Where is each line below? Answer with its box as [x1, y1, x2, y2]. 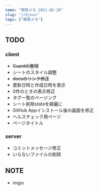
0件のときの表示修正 [12, 88, 55, 94]
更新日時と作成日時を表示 [12, 82, 66, 88]
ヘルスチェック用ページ [12, 113, 61, 120]
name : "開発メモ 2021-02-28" [5, 7, 63, 13]
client [5, 51, 20, 58]
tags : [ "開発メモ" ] [5, 17, 43, 22]
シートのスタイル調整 [12, 69, 57, 75]
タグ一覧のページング [12, 95, 57, 101]
